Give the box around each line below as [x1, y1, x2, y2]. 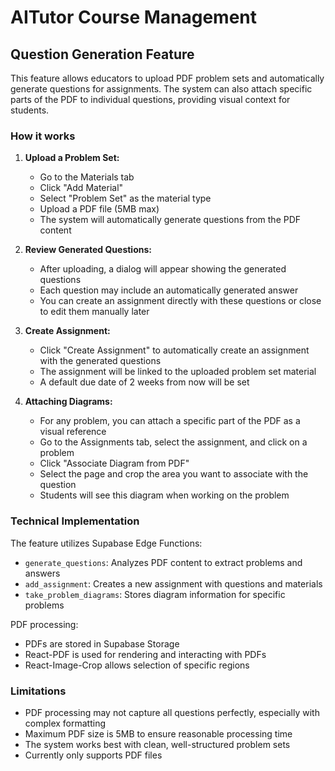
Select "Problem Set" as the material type [39, 192, 212, 205]
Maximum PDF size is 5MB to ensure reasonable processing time [24, 727, 293, 740]
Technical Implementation [10, 514, 140, 528]
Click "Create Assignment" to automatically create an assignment [39, 344, 310, 356]
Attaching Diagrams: [24, 396, 113, 408]
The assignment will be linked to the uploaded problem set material [39, 366, 317, 378]
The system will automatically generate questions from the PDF [39, 214, 302, 226]
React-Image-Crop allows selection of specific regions [24, 659, 250, 671]
